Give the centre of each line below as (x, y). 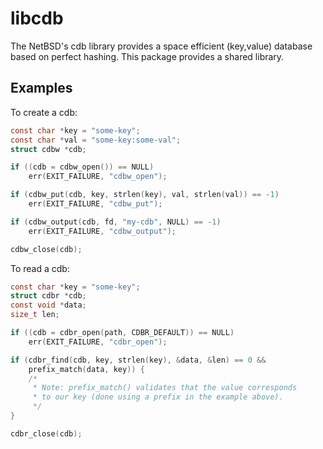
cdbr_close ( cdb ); (46, 433)
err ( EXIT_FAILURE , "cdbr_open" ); (98, 342)
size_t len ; (35, 315)
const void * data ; (48, 305)
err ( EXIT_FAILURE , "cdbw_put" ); (95, 204)
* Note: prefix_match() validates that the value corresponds (165, 388)
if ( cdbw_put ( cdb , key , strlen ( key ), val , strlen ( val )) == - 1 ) (145, 195)
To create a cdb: (44, 112)
